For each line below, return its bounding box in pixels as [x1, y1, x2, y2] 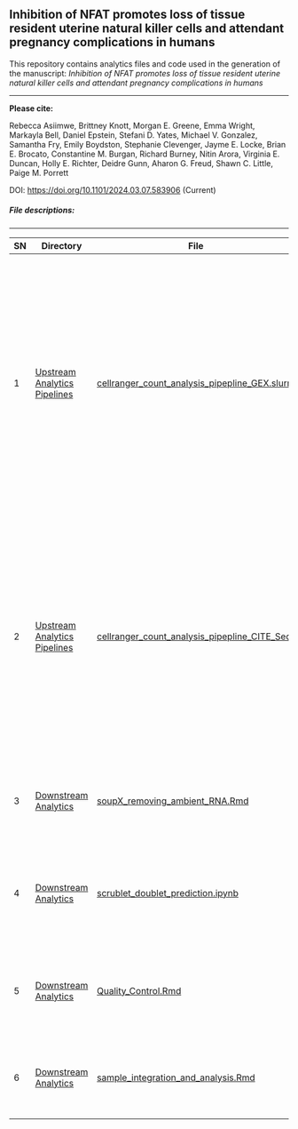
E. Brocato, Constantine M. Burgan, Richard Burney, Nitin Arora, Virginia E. [9, 148, 280, 159]
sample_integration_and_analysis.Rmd [97, 1071, 255, 1084]
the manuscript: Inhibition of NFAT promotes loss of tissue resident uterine [9, 68, 281, 78]
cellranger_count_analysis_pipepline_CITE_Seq [97, 630, 292, 643]
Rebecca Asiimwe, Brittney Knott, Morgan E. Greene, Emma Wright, [9, 120, 255, 131]
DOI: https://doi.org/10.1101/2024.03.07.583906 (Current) [9, 184, 216, 195]
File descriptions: [9, 204, 75, 216]
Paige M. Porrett [9, 167, 69, 178]
